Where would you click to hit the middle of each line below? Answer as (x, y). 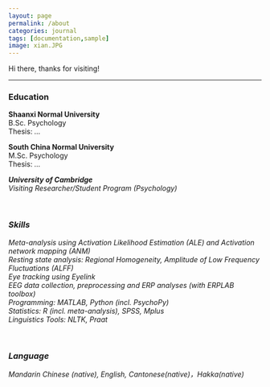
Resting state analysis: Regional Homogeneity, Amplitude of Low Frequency (134, 259)
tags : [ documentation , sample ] (59, 38)
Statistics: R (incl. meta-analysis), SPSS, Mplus (86, 311)
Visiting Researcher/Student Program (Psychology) (93, 188)
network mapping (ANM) (49, 251)
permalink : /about (39, 23)
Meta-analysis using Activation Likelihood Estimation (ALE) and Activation (131, 242)
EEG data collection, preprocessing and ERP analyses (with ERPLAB (121, 285)
